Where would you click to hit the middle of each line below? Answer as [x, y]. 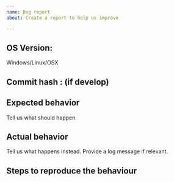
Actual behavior [37, 136]
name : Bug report [28, 12]
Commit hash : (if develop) [58, 82]
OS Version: [30, 47]
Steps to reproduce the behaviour [72, 171]
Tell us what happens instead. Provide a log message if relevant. [87, 151]
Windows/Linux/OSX [32, 63]
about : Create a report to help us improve [63, 18]
